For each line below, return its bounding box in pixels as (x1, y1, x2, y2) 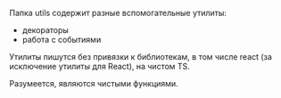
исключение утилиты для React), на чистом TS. (9, 61, 190, 71)
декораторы (21, 25, 70, 35)
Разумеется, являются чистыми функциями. (9, 78, 178, 88)
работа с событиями (21, 35, 102, 45)
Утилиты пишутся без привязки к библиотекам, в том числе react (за (9, 52, 272, 61)
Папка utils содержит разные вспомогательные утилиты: (9, 8, 227, 18)
